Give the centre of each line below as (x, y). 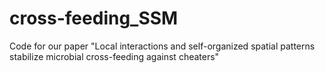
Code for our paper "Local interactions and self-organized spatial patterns (162, 46)
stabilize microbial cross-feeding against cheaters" (114, 56)
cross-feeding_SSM (94, 18)
